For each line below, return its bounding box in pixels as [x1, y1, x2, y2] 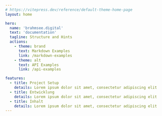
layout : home [5, 12, 32, 17]
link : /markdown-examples [18, 53, 72, 58]
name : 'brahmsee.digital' [9, 25, 64, 30]
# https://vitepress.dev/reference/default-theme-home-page [5, 7, 133, 12]
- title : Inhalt [9, 99, 43, 104]
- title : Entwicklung [9, 90, 55, 95]
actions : [9, 39, 28, 45]
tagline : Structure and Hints [9, 35, 72, 40]
